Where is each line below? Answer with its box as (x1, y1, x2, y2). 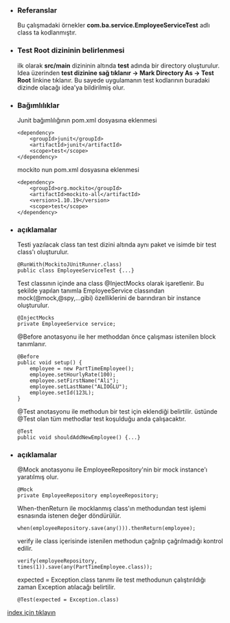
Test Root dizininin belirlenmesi (16, 45, 125, 55)
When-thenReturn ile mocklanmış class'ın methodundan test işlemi (16, 505, 207, 513)
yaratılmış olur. (16, 473, 59, 481)
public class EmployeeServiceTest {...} (16, 267, 135, 274)
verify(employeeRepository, (16, 558, 97, 564)
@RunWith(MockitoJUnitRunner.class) (16, 261, 122, 268)
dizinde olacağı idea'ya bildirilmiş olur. (16, 83, 126, 92)
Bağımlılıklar (16, 101, 60, 110)
